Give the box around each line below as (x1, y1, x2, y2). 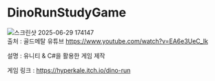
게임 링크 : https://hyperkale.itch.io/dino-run (7, 66, 131, 74)
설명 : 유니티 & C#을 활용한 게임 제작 (7, 51, 105, 60)
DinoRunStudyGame (7, 5, 126, 21)
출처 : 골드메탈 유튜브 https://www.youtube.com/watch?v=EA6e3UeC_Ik (7, 36, 209, 45)
